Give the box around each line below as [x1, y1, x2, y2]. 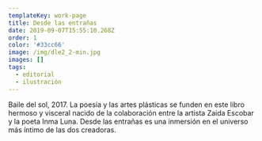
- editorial [15, 70, 55, 78]
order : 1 [8, 33, 37, 42]
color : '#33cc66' [8, 41, 66, 49]
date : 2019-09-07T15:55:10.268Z [8, 26, 115, 34]
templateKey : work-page [8, 11, 87, 20]
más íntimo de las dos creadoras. [8, 124, 116, 135]
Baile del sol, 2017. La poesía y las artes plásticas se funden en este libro [8, 100, 245, 109]
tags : [8, 63, 26, 71]
